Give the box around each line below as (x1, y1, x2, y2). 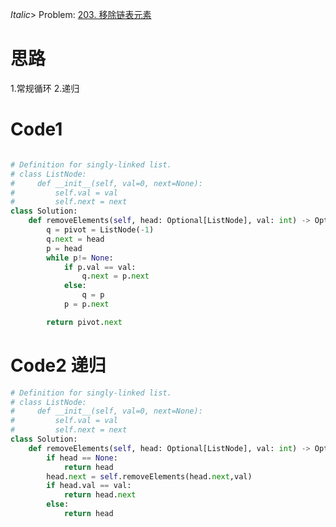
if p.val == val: (63, 262, 137, 272)
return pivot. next (46, 317, 123, 327)
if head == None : (46, 453, 118, 463)
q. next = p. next (81, 271, 150, 282)
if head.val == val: (46, 481, 132, 491)
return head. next (63, 490, 137, 500)
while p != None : (46, 253, 114, 263)
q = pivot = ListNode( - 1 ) (46, 225, 155, 235)
